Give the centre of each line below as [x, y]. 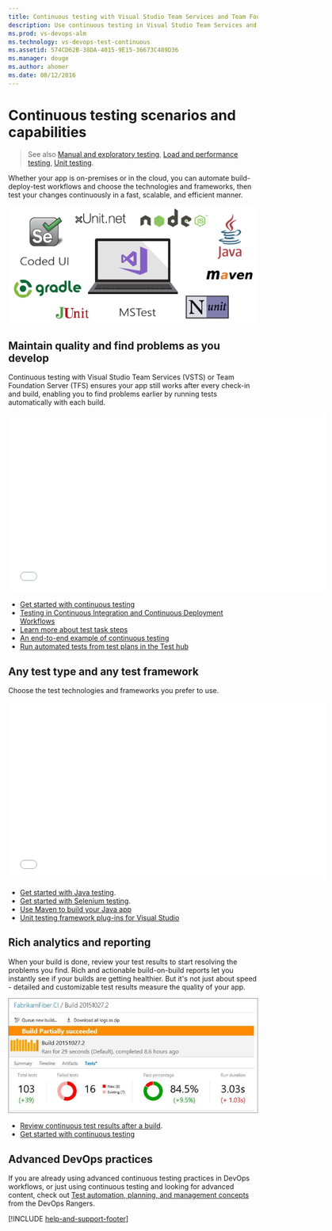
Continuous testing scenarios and [122, 115]
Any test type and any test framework [104, 671]
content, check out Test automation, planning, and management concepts [129, 1195]
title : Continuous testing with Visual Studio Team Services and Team [127, 17]
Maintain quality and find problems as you [114, 346]
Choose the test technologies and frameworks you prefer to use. [114, 691]
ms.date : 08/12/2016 [42, 75]
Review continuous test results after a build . [91, 1126]
